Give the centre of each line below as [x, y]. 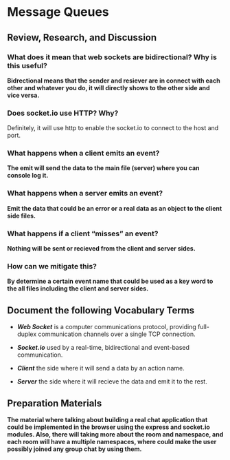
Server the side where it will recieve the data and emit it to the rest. [112, 381]
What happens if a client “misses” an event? [83, 233]
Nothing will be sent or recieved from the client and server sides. [101, 249]
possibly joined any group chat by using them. [74, 449]
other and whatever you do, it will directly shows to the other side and [109, 87]
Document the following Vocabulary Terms [101, 310]
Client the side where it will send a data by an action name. [101, 368]
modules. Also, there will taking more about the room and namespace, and [115, 434]
